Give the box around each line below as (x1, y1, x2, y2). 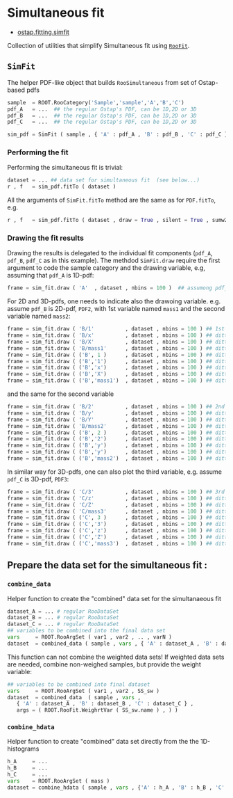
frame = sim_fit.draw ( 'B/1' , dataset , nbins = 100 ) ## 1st (7, 326, 225, 333)
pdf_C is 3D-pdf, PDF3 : (7, 474, 69, 483)
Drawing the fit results (7, 233, 85, 243)
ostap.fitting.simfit (17, 28, 69, 36)
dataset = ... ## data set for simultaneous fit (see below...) (7, 177, 200, 184)
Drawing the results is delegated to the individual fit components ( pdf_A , (7, 249, 213, 257)
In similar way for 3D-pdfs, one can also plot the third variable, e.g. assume (7, 468, 222, 476)
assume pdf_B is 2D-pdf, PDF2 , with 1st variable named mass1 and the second (7, 305, 225, 313)
